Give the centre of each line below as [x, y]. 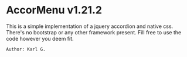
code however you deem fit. [40, 38]
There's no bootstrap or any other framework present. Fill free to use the [94, 32]
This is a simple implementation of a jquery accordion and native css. [90, 26]
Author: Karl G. [26, 49]
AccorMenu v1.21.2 [54, 10]
